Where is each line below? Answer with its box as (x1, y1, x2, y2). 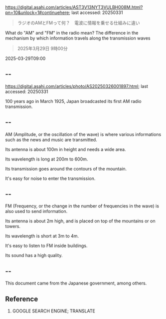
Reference (5, 294, 38, 303)
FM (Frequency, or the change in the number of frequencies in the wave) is (5, 203, 160, 209)
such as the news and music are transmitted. (5, 136, 97, 142)
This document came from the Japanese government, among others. (5, 280, 147, 286)
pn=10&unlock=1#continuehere (5, 9, 69, 15)
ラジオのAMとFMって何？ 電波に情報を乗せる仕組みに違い (17, 20, 141, 25)
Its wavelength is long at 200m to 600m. (5, 156, 88, 162)
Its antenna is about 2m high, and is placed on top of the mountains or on (5, 218, 156, 224)
